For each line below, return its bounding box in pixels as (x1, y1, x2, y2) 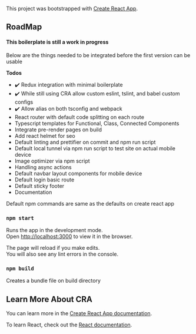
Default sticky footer (14, 182, 65, 189)
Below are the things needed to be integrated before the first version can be (6, 51, 191, 58)
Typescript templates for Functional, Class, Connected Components (14, 120, 180, 127)
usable (6, 58, 22, 65)
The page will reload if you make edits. (6, 244, 100, 251)
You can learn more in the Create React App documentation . (6, 310, 152, 317)
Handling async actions (14, 163, 72, 170)
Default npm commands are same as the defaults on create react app (6, 200, 175, 207)
